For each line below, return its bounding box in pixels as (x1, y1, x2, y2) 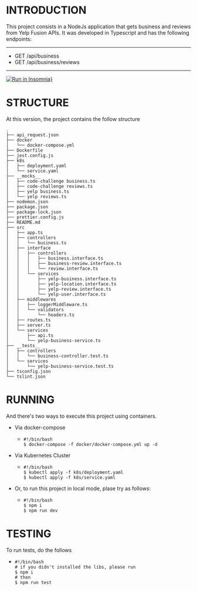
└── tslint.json (6, 374, 46, 380)
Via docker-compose (14, 424, 66, 431)
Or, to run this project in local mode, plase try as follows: (14, 485, 151, 492)
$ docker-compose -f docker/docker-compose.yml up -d (23, 441, 158, 447)
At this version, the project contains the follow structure (6, 115, 141, 122)
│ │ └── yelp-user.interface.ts (6, 291, 107, 297)
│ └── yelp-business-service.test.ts (6, 363, 114, 369)
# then (14, 574, 31, 580)
